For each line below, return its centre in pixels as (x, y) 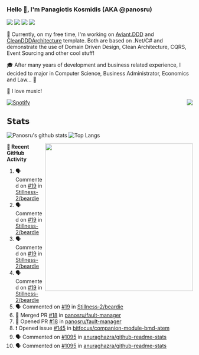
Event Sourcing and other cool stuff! (51, 53)
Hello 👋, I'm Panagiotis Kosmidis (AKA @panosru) (79, 9)
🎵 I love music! (25, 91)
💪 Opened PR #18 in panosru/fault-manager (68, 321)
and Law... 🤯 (22, 80)
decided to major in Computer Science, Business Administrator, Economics (98, 74)
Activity (17, 159)
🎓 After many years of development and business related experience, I (94, 65)
